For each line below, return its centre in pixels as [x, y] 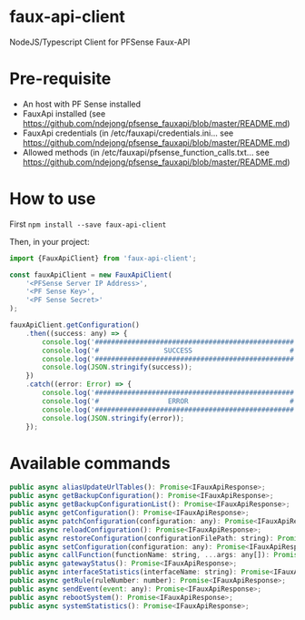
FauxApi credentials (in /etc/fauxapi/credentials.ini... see [128, 133]
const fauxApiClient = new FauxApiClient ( [91, 275]
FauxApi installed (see [64, 113]
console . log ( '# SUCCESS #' [170, 351]
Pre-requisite [60, 79]
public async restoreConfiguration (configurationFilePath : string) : [142, 538]
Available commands [90, 463]
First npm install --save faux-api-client [88, 224]
